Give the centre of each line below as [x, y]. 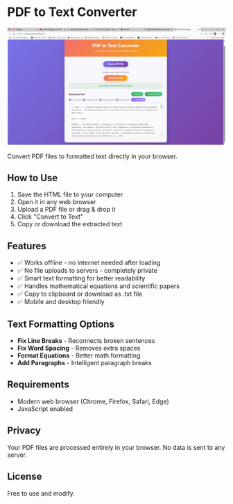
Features [27, 246]
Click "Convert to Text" [50, 217]
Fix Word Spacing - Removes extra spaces [79, 348]
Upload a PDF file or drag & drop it [66, 210]
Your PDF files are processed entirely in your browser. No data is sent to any [116, 447]
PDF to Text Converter [72, 12]
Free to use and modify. [41, 493]
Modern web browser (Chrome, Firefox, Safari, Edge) [93, 401]
